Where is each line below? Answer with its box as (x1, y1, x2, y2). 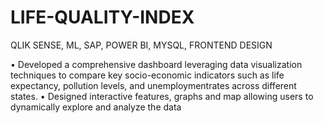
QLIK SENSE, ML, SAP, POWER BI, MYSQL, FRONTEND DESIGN (10, 39, 273, 51)
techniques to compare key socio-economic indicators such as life (10, 69, 285, 81)
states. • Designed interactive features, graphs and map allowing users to (10, 90, 314, 102)
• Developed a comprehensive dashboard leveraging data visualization (10, 58, 303, 70)
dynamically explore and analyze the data (10, 101, 182, 113)
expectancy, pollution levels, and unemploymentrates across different (10, 79, 297, 91)
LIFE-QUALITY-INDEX (10, 6, 195, 29)
